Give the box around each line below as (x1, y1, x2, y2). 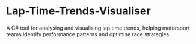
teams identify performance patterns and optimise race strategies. (6, 30, 171, 37)
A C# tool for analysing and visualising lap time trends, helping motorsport (6, 24, 191, 31)
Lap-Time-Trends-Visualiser (6, 4, 152, 18)
